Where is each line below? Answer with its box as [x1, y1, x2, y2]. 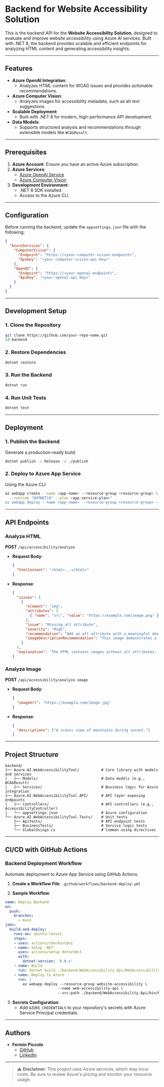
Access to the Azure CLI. [19, 192, 70, 198]
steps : [14, 936, 27, 941]
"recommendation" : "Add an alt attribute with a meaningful [25, 631, 150, 636]
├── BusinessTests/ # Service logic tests [14, 823, 147, 828]
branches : [14, 913, 34, 918]
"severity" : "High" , [25, 626, 67, 632]
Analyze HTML [5, 532, 41, 539]
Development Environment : [12, 182, 69, 188]
